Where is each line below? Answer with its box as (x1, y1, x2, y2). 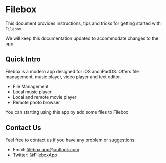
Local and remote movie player (12, 94, 77, 100)
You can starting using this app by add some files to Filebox (5, 109, 129, 115)
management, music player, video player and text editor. (5, 74, 121, 80)
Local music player (12, 89, 52, 95)
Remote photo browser (12, 99, 60, 105)
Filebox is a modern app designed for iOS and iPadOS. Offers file (5, 68, 139, 74)
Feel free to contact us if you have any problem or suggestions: (5, 137, 136, 143)
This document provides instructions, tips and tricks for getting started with (5, 20, 161, 26)
